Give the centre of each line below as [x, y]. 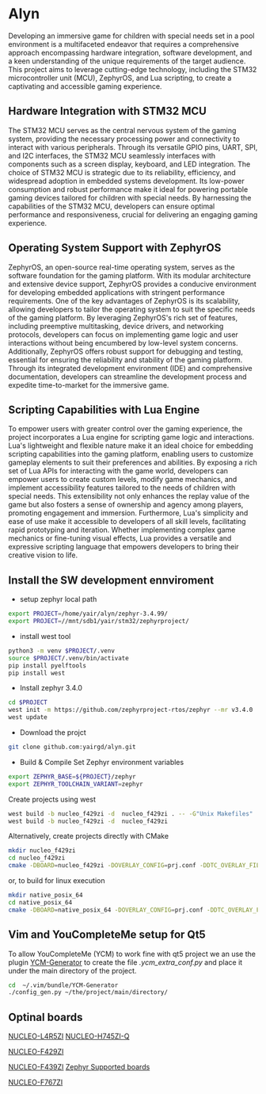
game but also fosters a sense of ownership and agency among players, [126, 505]
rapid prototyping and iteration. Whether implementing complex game [122, 530]
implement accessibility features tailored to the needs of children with [122, 488]
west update [28, 717]
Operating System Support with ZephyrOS [115, 248]
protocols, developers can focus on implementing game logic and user [123, 335]
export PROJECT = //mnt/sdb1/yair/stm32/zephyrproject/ [99, 622]
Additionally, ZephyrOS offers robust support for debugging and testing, [125, 351]
